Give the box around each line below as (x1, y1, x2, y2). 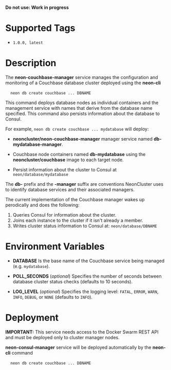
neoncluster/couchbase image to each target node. (12, 157, 124, 163)
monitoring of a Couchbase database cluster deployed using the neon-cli (5, 80, 161, 86)
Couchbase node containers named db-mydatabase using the (12, 151, 146, 157)
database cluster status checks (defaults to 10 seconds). (12, 278, 132, 284)
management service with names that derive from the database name (5, 105, 153, 111)
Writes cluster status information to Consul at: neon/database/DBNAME (12, 223, 158, 229)
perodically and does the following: (5, 202, 80, 208)
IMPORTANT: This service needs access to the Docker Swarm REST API (5, 328, 159, 335)
